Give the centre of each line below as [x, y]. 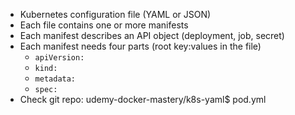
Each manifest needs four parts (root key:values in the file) [140, 46]
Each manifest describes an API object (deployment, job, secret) [152, 35]
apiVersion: [59, 58]
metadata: [55, 79]
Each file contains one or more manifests [104, 25]
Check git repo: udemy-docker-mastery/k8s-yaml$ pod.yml [143, 99]
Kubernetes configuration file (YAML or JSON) [115, 14]
